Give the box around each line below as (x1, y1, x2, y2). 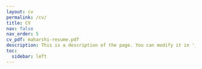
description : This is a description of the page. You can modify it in (6, 43, 189, 49)
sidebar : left (11, 53, 47, 59)
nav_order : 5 (6, 31, 39, 37)
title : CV (6, 20, 31, 26)
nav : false (6, 25, 34, 32)
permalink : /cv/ (6, 14, 47, 20)
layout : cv (6, 8, 34, 15)
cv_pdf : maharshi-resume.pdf (6, 37, 79, 43)
